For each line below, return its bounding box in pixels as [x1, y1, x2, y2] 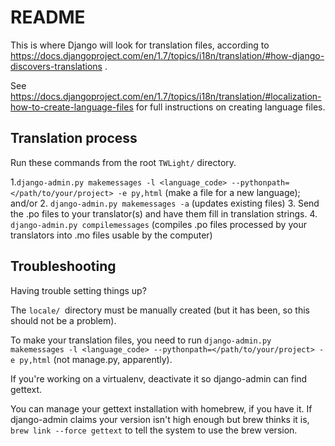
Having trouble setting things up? [10, 284, 147, 296]
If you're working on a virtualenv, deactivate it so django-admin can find [10, 372, 308, 385]
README [10, 6, 86, 29]
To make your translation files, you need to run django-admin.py [10, 334, 272, 346]
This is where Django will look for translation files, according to [10, 39, 270, 51]
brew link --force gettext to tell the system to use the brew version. [10, 424, 298, 436]
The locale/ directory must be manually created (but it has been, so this [10, 304, 310, 316]
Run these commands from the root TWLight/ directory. [10, 156, 237, 168]
